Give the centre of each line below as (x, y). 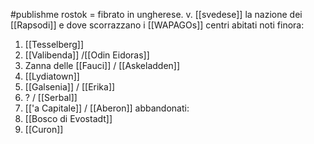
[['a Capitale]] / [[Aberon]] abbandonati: (107, 108)
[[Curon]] (44, 129)
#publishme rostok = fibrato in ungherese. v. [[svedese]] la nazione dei (156, 14)
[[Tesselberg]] (54, 44)
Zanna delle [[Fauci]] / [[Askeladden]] (102, 65)
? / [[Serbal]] (51, 97)
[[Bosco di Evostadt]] (68, 118)
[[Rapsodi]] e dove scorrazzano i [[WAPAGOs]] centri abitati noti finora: (157, 25)
